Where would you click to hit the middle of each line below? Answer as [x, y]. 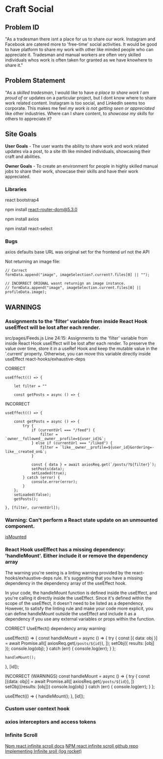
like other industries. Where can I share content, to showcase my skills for [80, 113]
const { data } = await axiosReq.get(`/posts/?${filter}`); [94, 464]
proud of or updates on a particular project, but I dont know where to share [81, 97]
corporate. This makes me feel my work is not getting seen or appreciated [80, 108]
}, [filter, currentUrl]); [33, 507]
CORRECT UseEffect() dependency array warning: [56, 628]
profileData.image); [26, 292]
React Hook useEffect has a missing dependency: [65, 550]
